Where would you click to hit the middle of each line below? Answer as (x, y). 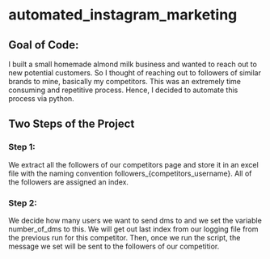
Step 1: (22, 147)
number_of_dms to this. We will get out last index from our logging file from (133, 229)
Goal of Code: (44, 45)
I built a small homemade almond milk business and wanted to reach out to (133, 64)
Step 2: (23, 202)
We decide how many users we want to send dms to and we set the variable (135, 220)
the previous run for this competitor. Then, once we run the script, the (124, 237)
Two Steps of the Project (72, 124)
